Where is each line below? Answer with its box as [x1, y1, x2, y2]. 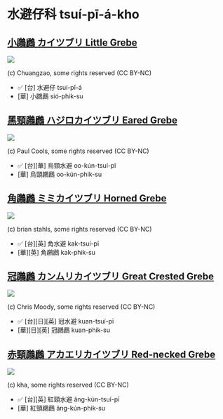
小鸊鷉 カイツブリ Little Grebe [7, 36, 137, 48]
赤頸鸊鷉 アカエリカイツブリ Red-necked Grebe [7, 348, 216, 360]
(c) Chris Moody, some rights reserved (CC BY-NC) [7, 302, 156, 311]
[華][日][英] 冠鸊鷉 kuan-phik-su [17, 326, 111, 334]
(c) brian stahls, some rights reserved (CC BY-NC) [7, 225, 152, 233]
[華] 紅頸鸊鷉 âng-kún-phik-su [17, 404, 106, 413]
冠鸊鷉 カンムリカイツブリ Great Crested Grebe [7, 271, 215, 283]
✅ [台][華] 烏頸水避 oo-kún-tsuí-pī [17, 161, 116, 169]
